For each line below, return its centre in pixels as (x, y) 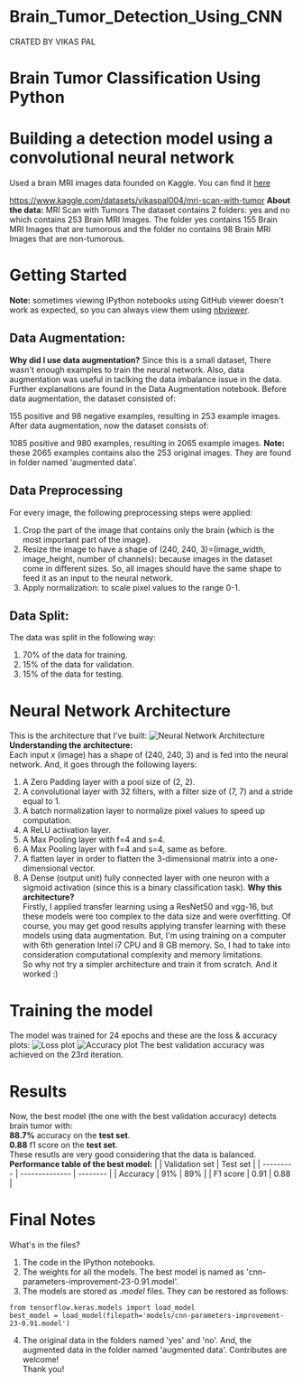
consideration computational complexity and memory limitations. (142, 955)
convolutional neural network (122, 158)
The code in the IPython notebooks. (89, 1263)
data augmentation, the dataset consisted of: (92, 398)
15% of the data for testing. (73, 674)
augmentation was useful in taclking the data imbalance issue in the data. (146, 379)
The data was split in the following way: (82, 638)
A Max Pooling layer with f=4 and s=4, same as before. (124, 849)
